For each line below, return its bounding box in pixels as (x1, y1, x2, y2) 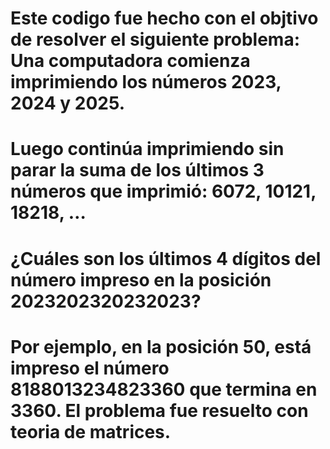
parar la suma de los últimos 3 (10, 159, 265, 182)
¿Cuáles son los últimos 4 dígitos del (10, 247, 322, 270)
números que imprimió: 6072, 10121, (10, 180, 317, 203)
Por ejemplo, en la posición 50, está (10, 335, 312, 358)
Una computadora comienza (10, 50, 251, 72)
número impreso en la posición (10, 268, 272, 291)
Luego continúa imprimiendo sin (10, 138, 285, 161)
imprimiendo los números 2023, (10, 71, 282, 94)
